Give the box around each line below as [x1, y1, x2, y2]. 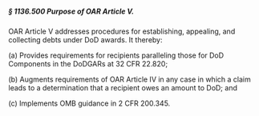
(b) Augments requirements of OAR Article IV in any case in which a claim [8, 74, 251, 84]
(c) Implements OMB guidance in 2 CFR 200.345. [8, 98, 171, 108]
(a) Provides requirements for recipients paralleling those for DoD [8, 50, 225, 60]
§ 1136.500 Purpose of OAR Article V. [8, 6, 135, 16]
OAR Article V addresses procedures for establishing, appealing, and [8, 26, 236, 36]
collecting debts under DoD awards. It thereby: [8, 34, 163, 44]
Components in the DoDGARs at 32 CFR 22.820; [8, 58, 168, 68]
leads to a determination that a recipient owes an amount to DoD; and [8, 82, 238, 92]
